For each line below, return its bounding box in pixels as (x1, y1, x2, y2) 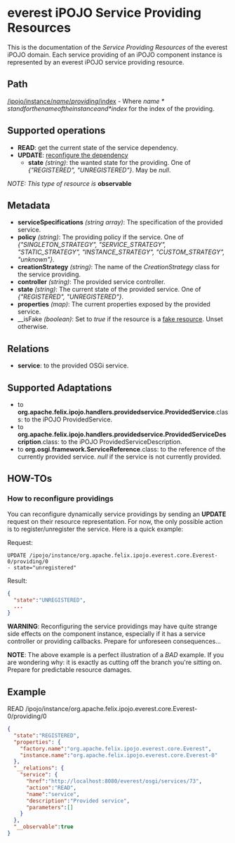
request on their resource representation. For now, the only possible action (7, 517, 223, 525)
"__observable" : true (13, 823, 74, 830)
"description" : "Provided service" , (25, 797, 130, 804)
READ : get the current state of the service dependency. (17, 143, 179, 151)
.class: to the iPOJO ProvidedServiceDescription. (41, 438, 182, 446)
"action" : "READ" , (25, 784, 77, 791)
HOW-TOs (7, 473, 53, 485)
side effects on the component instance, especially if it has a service (7, 630, 206, 638)
